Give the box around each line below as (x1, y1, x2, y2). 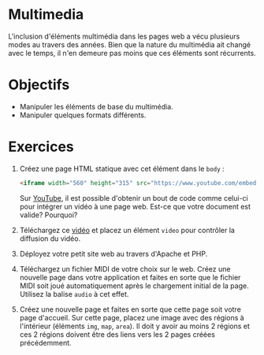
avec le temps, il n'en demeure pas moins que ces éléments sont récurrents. (8, 48, 256, 57)
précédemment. (19, 338, 73, 347)
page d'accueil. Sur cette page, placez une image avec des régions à (19, 312, 244, 322)
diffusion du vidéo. (19, 234, 81, 243)
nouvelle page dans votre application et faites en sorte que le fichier (19, 272, 241, 282)
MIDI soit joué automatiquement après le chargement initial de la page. (19, 281, 250, 290)
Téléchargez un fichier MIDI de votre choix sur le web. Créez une (19, 264, 231, 273)
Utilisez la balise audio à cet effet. (19, 289, 129, 298)
